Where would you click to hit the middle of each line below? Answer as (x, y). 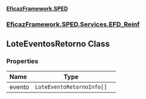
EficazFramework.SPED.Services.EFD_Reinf (73, 24)
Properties (22, 61)
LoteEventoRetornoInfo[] (71, 87)
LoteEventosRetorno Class (58, 43)
